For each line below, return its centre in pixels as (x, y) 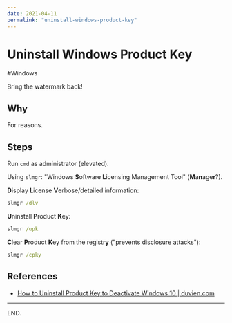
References (32, 276)
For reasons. (25, 125)
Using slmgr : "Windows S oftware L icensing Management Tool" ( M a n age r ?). (115, 177)
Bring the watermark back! (45, 86)
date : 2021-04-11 (32, 13)
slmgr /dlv (23, 203)
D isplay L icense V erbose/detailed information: (73, 190)
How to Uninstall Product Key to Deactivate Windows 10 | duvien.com (116, 293)
